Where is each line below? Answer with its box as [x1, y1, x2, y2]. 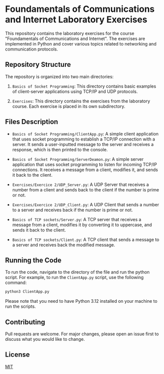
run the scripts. [5, 303, 36, 310]
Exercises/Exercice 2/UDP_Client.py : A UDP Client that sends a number [12, 201, 159, 207]
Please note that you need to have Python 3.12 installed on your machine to [5, 298, 158, 304]
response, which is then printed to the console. [12, 146, 108, 152]
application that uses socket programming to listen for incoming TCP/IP [12, 161, 157, 167]
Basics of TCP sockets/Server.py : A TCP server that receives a [12, 216, 141, 222]
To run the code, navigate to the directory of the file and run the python [5, 269, 150, 275]
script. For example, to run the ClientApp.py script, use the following [5, 275, 144, 280]
